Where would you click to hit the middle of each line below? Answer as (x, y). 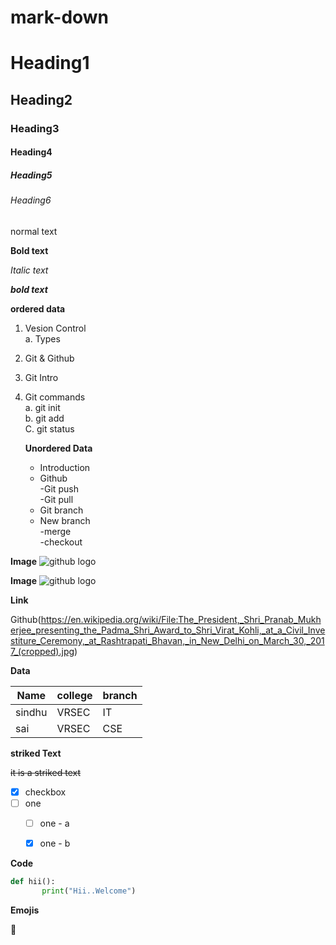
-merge (55, 531)
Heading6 (31, 200)
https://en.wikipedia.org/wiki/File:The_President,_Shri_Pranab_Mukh (181, 619)
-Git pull (56, 499)
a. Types (42, 338)
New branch (65, 520)
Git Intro (41, 377)
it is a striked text (46, 772)
